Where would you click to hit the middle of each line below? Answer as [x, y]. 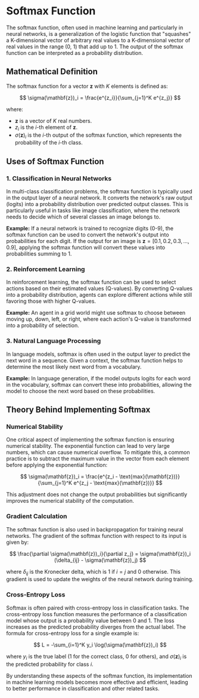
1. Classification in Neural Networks [59, 179]
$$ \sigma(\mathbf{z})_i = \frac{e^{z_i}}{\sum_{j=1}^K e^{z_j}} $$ [100, 97]
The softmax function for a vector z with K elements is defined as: [87, 86]
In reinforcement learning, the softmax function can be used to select [91, 282]
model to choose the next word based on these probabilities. [81, 391]
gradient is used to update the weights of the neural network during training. [100, 579]
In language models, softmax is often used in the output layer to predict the [98, 354]
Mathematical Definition [52, 72]
